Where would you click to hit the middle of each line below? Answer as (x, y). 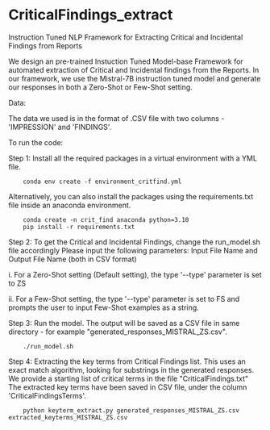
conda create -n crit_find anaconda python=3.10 (106, 219)
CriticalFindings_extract (91, 15)
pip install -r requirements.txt (79, 227)
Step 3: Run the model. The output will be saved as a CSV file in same (124, 323)
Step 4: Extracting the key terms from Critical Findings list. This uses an (127, 361)
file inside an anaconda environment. (70, 205)
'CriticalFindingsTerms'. (48, 395)
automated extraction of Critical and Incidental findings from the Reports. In (134, 69)
